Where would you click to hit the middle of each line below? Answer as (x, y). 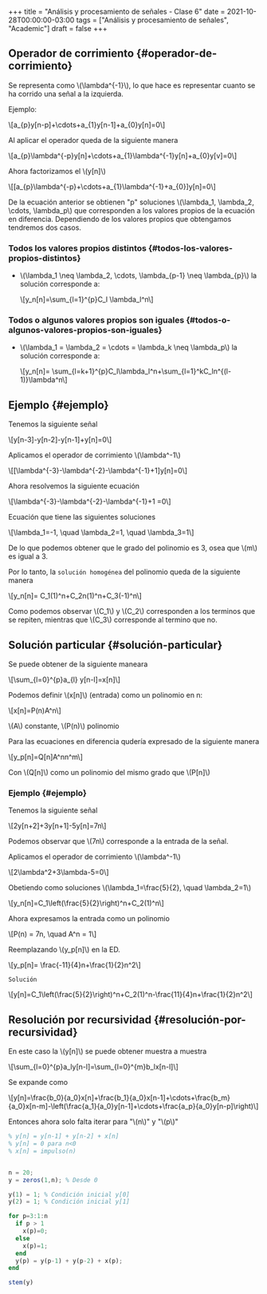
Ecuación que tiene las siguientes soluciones (82, 517)
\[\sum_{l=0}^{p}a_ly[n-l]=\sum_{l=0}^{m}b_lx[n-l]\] (94, 1067)
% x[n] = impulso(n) (43, 1151)
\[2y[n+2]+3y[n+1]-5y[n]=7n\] (57, 826)
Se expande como (38, 1082)
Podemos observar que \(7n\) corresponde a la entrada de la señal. (118, 841)
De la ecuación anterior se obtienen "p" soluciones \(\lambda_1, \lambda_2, (132, 202)
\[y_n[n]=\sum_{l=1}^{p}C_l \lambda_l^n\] (86, 299)
